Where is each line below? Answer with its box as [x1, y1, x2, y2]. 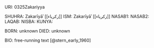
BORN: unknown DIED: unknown [4, 28, 70, 33]
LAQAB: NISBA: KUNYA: [4, 19, 53, 24]
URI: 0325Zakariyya [4, 4, 45, 10]
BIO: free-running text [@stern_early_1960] [4, 37, 92, 43]
